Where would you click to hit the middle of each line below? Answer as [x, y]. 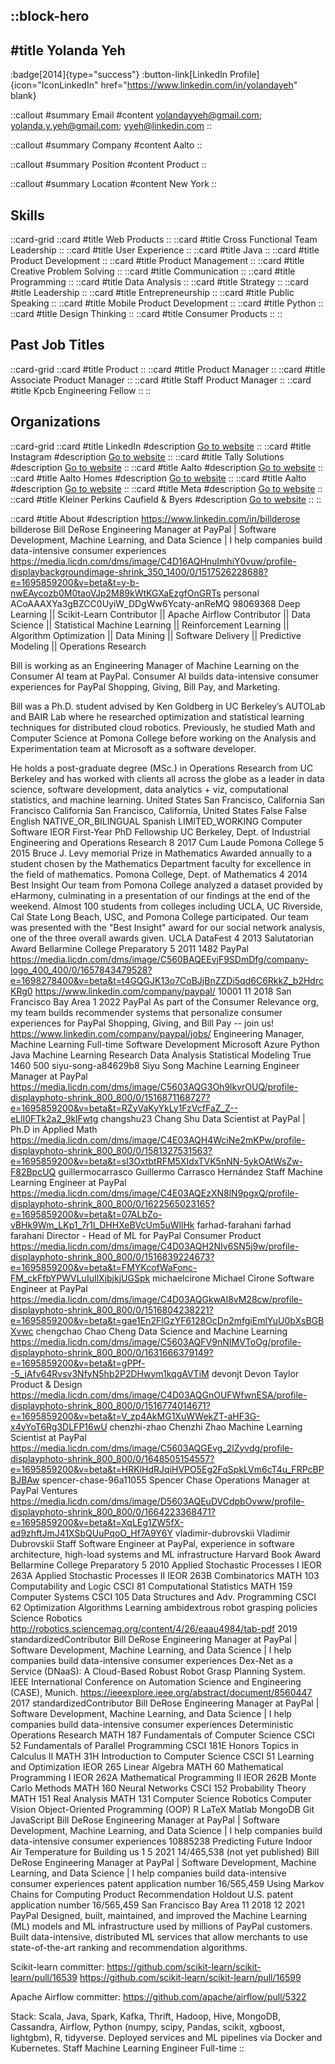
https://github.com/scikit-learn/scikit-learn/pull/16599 [190, 1977]
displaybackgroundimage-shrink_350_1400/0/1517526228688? [139, 571]
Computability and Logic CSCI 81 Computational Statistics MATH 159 [151, 1586]
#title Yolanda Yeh [68, 50]
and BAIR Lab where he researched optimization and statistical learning [157, 716]
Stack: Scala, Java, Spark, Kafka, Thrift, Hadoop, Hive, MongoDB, [145, 2016]
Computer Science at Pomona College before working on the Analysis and [163, 738]
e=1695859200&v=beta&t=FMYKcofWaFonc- [104, 1267]
